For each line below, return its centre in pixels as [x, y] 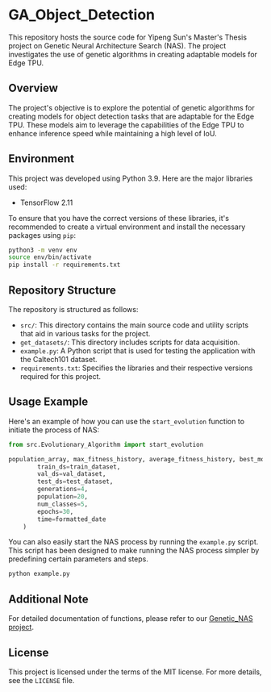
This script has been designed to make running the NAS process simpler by [134, 551]
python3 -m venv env [43, 250]
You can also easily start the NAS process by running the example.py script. [133, 542]
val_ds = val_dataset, [72, 474]
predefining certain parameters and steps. [79, 559]
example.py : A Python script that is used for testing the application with [138, 351]
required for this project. [60, 376]
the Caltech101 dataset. [59, 359]
